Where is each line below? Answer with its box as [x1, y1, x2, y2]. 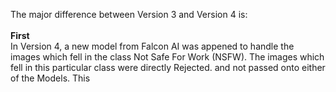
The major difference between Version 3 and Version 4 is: [10, 9, 248, 20]
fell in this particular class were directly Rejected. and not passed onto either [10, 62, 326, 73]
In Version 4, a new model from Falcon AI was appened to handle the [10, 40, 295, 52]
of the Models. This [10, 72, 91, 84]
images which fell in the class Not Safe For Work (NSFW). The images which [10, 51, 325, 63]
